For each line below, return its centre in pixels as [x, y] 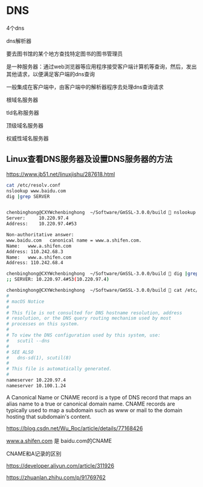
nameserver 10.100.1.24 [36, 385]
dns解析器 [19, 40]
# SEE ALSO [20, 352]
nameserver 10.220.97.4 [36, 380]
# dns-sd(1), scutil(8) [39, 358]
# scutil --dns [28, 341]
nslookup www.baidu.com [36, 191]
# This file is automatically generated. [59, 369]
